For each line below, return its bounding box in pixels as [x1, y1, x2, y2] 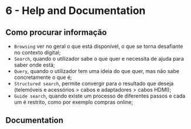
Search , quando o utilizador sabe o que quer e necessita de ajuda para [13, 55, 184, 62]
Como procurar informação [5, 27, 107, 37]
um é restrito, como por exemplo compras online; [13, 99, 134, 106]
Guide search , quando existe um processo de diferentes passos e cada [13, 92, 186, 99]
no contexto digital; [13, 49, 61, 56]
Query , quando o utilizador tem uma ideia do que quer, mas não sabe [13, 68, 180, 74]
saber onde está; [13, 61, 55, 68]
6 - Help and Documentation [5, 4, 146, 18]
